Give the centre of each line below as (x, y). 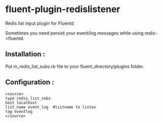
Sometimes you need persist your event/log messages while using (74, 33)
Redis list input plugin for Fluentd (40, 23)
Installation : (25, 54)
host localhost (21, 103)
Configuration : (30, 82)
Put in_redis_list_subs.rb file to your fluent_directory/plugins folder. (75, 66)
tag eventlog (19, 111)
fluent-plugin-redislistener (63, 9)
